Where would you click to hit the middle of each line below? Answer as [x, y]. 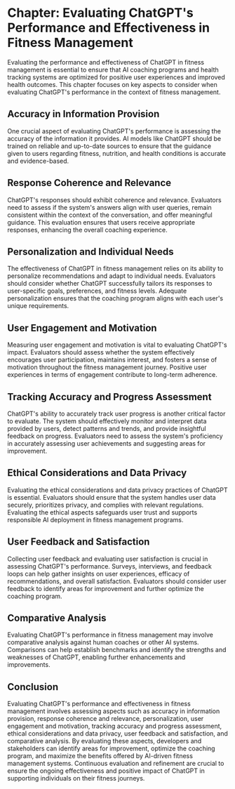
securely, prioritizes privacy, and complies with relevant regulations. [106, 505]
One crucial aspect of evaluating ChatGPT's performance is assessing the [114, 131]
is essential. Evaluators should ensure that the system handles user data [112, 497]
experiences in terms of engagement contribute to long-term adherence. [112, 375]
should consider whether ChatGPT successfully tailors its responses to [110, 284]
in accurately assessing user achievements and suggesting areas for [106, 443]
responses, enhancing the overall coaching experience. [87, 230]
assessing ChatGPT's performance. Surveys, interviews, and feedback [109, 566]
